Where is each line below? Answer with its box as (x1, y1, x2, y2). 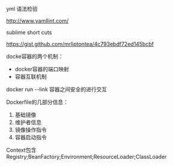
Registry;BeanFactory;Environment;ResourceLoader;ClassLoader (6, 153, 167, 160)
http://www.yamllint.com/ (6, 17, 69, 24)
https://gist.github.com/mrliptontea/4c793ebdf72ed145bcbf (6, 41, 154, 47)
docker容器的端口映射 (14, 65, 69, 73)
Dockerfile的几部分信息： (6, 98, 69, 105)
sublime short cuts (6, 29, 52, 36)
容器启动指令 (14, 134, 47, 141)
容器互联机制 (14, 73, 47, 80)
